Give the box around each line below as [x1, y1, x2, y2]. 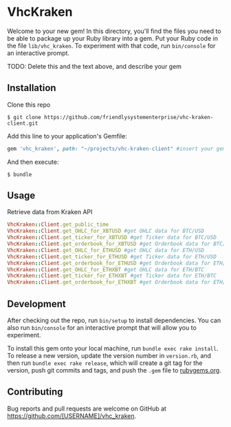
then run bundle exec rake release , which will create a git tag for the [7, 359, 203, 367]
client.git [7, 120, 38, 127]
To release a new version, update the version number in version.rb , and [7, 352, 212, 360]
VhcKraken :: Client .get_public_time [7, 221, 109, 228]
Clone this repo [7, 101, 51, 109]
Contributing [7, 386, 63, 398]
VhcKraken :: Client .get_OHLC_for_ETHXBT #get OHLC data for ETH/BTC [7, 266, 205, 273]
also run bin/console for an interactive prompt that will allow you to [7, 324, 197, 331]
